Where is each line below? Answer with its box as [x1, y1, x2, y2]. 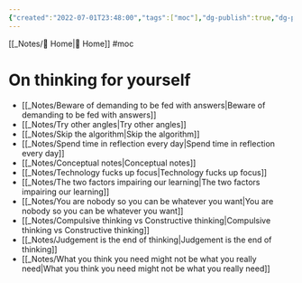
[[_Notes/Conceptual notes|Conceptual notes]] [21, 157, 197, 168]
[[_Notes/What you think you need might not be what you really [21, 253, 258, 264]
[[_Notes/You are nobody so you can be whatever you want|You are [21, 195, 274, 206]
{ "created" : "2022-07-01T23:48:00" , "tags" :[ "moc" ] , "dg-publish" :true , [8, 13, 276, 23]
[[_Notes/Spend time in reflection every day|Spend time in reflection [21, 137, 276, 149]
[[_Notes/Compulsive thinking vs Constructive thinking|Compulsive [21, 214, 271, 226]
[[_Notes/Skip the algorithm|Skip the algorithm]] [21, 128, 200, 139]
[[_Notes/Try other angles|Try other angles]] [21, 118, 187, 129]
